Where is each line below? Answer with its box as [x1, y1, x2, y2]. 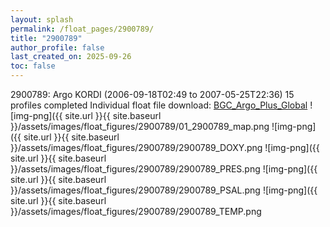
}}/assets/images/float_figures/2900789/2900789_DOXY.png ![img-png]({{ [10, 142, 320, 153]
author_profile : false [10, 42, 105, 53]
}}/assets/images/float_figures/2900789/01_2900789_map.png [10, 121, 270, 132]
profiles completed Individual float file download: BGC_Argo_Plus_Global [10, 99, 308, 111]
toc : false [10, 61, 56, 71]
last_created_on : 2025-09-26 [10, 52, 132, 62]
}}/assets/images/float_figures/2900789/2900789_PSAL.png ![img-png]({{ [10, 184, 318, 196]
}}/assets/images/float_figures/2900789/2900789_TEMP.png [10, 206, 262, 217]
